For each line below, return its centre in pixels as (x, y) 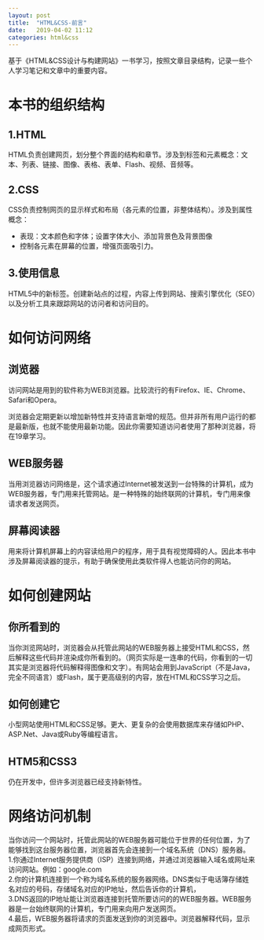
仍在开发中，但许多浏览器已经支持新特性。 (77, 782)
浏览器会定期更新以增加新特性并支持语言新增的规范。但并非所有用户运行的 (128, 416)
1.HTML (27, 135)
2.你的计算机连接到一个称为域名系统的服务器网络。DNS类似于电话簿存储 (125, 879)
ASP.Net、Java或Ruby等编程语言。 (65, 734)
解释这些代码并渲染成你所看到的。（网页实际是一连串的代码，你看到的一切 (134, 657)
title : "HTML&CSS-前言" (48, 23)
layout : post (29, 15)
